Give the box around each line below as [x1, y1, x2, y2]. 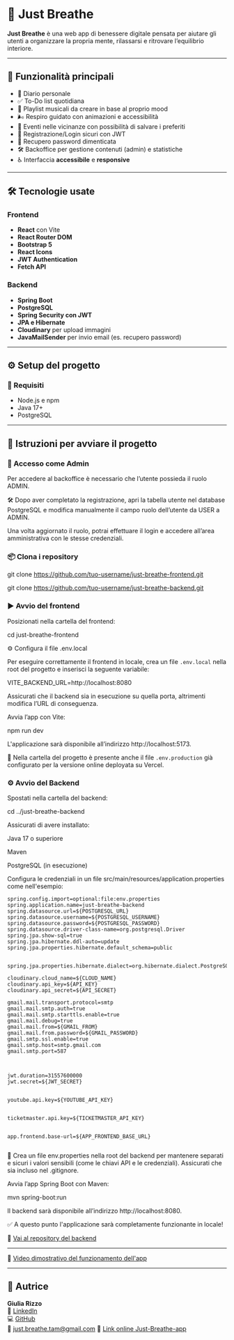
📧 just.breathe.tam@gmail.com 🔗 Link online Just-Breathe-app [7, 1324, 187, 1332]
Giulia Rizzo [7, 1299, 42, 1307]
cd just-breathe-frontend [7, 630, 79, 639]
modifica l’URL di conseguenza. [7, 699, 99, 707]
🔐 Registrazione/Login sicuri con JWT [17, 129, 126, 138]
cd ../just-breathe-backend [7, 807, 85, 815]
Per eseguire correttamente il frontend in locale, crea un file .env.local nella [7, 657, 226, 665]
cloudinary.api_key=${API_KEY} [7, 981, 98, 988]
